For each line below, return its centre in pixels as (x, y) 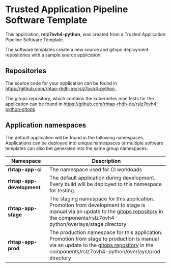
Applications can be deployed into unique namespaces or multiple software (84, 143)
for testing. (62, 190)
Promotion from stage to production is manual (104, 239)
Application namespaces (46, 125)
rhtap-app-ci (25, 169)
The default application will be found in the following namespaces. (75, 137)
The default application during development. (102, 177)
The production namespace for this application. (106, 232)
